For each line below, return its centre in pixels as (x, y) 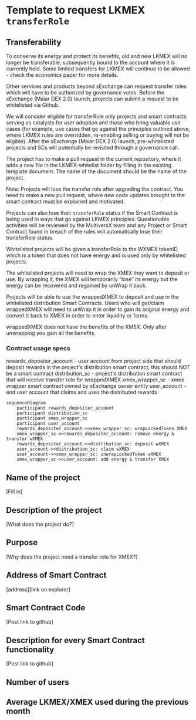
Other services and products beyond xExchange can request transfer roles (96, 86)
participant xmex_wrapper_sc (52, 418)
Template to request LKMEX (76, 10)
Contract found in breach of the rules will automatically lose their (85, 231)
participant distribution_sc (52, 413)
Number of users (38, 682)
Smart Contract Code (46, 608)
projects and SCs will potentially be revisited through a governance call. (93, 148)
